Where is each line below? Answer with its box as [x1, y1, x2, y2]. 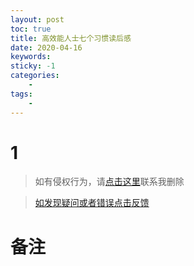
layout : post [10, 14, 65, 25]
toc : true [10, 24, 52, 34]
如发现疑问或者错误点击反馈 [34, 197, 150, 209]
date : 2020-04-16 [10, 42, 83, 53]
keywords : [10, 52, 52, 62]
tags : [10, 89, 33, 99]
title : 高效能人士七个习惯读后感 [10, 33, 132, 43]
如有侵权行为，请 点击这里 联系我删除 [34, 176, 185, 188]
